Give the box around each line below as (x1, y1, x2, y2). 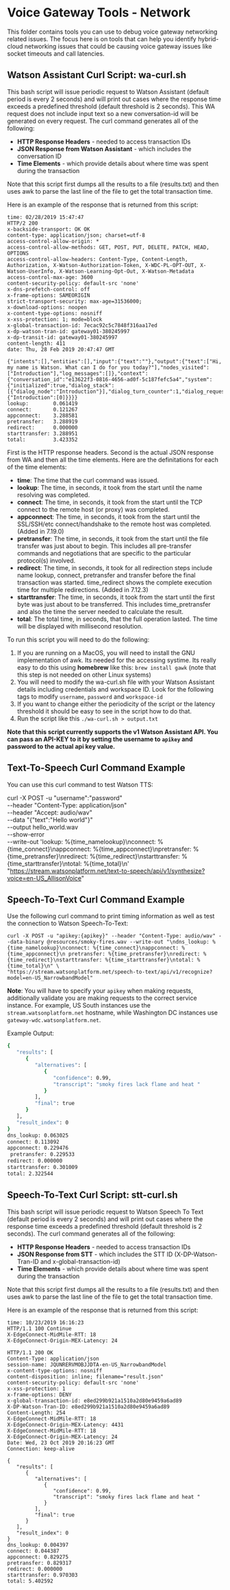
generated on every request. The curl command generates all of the (7, 117, 199, 125)
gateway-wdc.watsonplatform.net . (7, 1016, 101, 1024)
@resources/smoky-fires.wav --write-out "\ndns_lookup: (47, 939, 210, 946)
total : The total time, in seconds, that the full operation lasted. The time (16, 615, 218, 623)
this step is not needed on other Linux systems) (16, 670, 152, 679)
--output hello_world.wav (7, 823, 79, 831)
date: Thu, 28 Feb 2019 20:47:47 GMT (7, 345, 115, 353)
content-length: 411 (7, 340, 66, 347)
